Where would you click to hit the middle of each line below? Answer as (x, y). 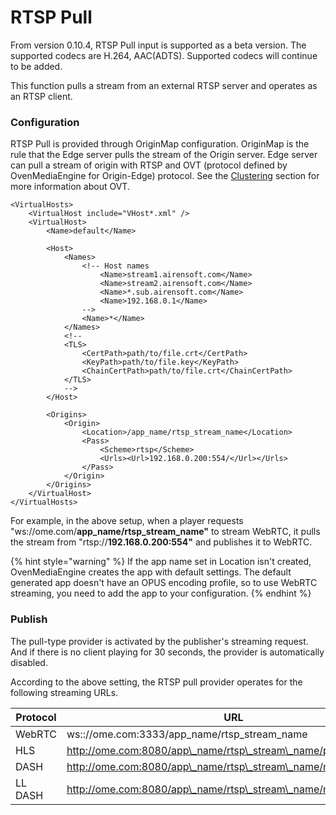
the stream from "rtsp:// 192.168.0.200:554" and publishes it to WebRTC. (161, 542)
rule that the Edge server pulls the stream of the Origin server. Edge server (164, 155)
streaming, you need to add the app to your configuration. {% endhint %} (161, 593)
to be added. (36, 66)
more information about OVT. (70, 187)
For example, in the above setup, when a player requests (127, 521)
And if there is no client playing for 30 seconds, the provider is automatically (167, 652)
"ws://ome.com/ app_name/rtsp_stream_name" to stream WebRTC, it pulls (165, 532)
